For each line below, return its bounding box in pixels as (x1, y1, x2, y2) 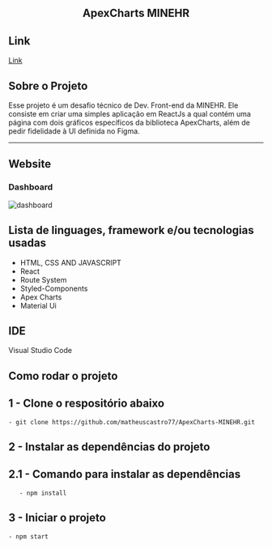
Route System (19, 274, 67, 284)
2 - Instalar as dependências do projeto (8, 440, 210, 453)
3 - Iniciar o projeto (8, 511, 107, 525)
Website (8, 157, 51, 171)
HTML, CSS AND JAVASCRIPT (19, 257, 121, 267)
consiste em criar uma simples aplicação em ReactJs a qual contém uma (8, 109, 251, 119)
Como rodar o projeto (8, 368, 118, 383)
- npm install (19, 489, 67, 497)
